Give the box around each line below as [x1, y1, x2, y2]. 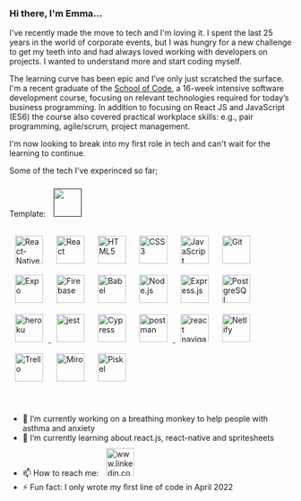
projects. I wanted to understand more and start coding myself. [9, 56, 242, 67]
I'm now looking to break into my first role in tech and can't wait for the [9, 138, 271, 150]
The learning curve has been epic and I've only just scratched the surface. [9, 73, 284, 84]
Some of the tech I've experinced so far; [9, 165, 159, 177]
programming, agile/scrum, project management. [9, 121, 191, 132]
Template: [9, 209, 47, 220]
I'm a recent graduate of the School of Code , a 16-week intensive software [9, 83, 285, 94]
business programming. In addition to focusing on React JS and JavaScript [9, 102, 285, 113]
